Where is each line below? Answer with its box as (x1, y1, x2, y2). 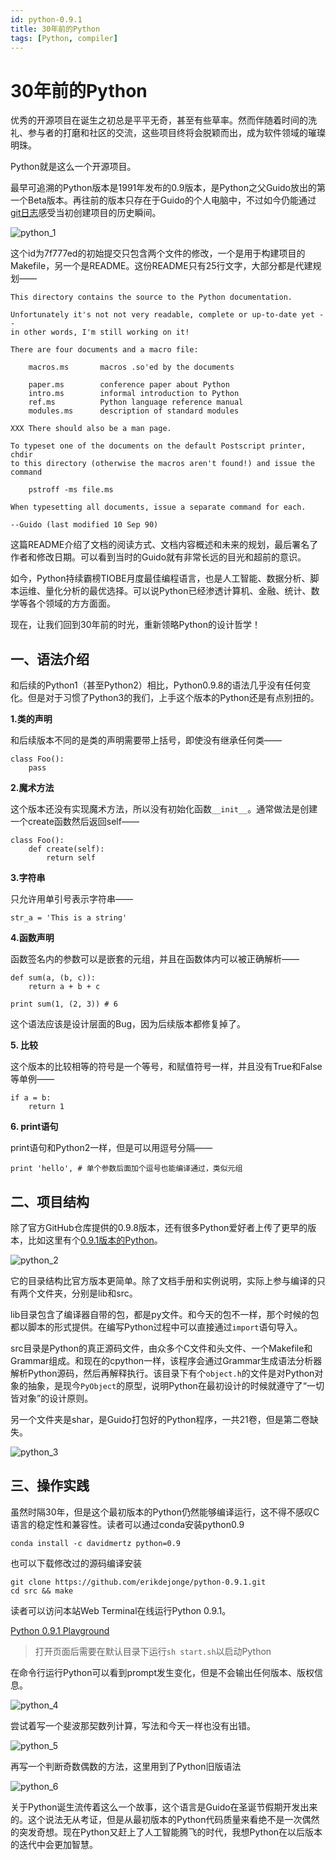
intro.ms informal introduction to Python (28, 389, 240, 399)
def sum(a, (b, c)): (10, 973, 97, 983)
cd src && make (10, 1586, 74, 1596)
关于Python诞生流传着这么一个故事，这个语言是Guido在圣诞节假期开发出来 (10, 1801, 318, 1813)
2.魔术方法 (10, 782, 55, 794)
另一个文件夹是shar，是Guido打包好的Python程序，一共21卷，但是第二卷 (10, 1413, 310, 1425)
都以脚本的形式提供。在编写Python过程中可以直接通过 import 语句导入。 (10, 1321, 303, 1333)
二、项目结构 (10, 1193, 90, 1210)
